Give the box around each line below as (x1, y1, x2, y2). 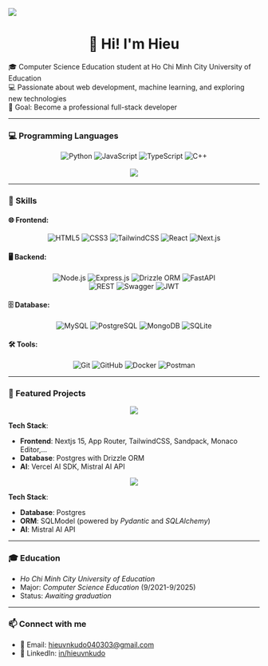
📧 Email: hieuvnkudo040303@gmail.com (19, 640, 154, 649)
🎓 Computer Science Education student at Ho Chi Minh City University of (8, 61, 251, 71)
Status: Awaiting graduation (19, 591, 112, 601)
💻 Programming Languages (8, 130, 119, 141)
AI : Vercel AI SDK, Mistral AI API (19, 462, 125, 471)
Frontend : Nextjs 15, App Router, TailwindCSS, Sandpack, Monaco (19, 436, 238, 446)
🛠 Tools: (8, 339, 38, 349)
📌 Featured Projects (8, 387, 86, 398)
